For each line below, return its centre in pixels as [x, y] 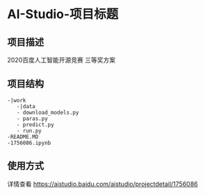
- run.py [29, 130]
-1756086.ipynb [29, 143]
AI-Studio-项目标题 [63, 14]
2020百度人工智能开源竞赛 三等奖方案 [61, 60]
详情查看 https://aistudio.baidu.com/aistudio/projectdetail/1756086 [102, 184]
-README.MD [23, 137]
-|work [17, 100]
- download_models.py [48, 112]
